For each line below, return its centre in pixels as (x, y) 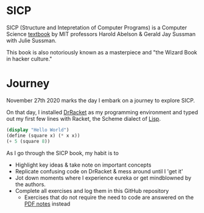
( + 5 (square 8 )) (28, 141)
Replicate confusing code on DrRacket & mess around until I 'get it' (99, 171)
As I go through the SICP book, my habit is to (62, 153)
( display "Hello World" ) (38, 130)
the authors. (30, 184)
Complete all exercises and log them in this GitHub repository (92, 190)
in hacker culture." (29, 59)
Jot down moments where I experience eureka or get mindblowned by (103, 178)
